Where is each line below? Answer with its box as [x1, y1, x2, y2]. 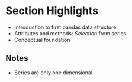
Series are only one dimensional [14, 69, 93, 76]
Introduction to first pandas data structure [14, 24, 117, 31]
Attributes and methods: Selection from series [14, 29, 127, 37]
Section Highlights [5, 4, 99, 18]
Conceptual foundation [14, 36, 70, 43]
